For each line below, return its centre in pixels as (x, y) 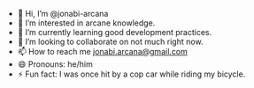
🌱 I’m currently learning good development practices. (115, 32)
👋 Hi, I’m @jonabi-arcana (63, 14)
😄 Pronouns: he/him (55, 64)
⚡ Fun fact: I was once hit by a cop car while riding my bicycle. (131, 74)
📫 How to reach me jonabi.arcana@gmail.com (102, 51)
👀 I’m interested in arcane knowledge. (86, 23)
